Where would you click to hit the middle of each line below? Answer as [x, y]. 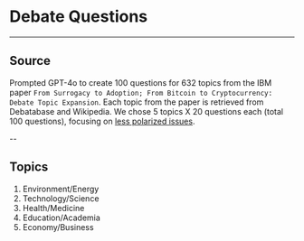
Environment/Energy [61, 189]
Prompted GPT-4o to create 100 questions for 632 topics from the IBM [141, 82]
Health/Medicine [53, 208]
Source [30, 61]
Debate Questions [79, 17]
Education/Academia [62, 218]
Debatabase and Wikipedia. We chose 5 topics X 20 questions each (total [146, 111]
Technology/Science [61, 198]
